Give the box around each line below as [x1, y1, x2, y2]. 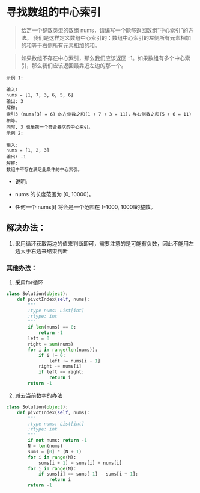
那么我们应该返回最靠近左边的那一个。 [31, 61, 127, 69]
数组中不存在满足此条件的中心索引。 [6, 166, 83, 172]
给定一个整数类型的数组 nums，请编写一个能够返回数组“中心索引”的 [20, 26, 189, 34]
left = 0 [28, 335, 50, 342]
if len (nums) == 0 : [28, 324, 77, 330]
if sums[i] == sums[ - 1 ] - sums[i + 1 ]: [38, 471, 138, 477]
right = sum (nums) [28, 341, 74, 347]
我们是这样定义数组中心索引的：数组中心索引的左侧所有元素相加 [32, 34, 191, 41]
